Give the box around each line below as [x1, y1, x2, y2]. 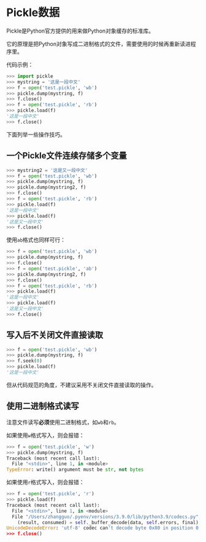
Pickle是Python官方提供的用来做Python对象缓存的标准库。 [6, 27, 154, 34]
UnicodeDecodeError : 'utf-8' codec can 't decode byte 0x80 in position [6, 525, 193, 532]
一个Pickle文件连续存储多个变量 [6, 151, 128, 161]
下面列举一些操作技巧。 [6, 130, 66, 138]
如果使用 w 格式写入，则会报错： [6, 431, 85, 439]
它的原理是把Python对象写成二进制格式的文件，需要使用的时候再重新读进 [6, 40, 191, 47]
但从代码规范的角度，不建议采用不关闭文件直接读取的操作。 [6, 381, 157, 388]
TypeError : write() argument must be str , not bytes [6, 466, 144, 473]
